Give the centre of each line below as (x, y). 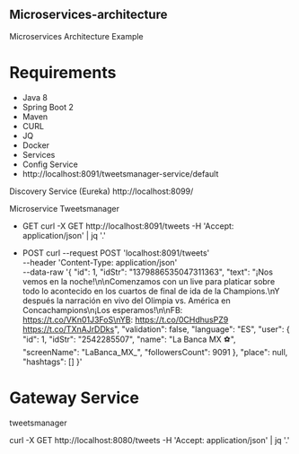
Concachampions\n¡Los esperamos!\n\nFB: (102, 310)
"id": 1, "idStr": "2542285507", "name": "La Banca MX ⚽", (129, 339)
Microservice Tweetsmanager (64, 208)
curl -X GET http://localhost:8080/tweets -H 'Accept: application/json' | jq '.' (149, 440)
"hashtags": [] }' (52, 362)
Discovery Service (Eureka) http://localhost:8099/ (101, 191)
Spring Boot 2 (48, 107)
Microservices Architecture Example (76, 36)
